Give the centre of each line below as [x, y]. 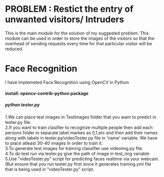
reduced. [14, 49]
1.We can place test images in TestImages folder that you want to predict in [81, 117]
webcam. [150, 159]
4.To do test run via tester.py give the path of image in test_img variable [77, 154]
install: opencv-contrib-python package [47, 93]
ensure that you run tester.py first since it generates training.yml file [83, 164]
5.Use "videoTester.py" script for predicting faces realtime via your [72, 159]
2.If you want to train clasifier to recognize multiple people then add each [79, 128]
